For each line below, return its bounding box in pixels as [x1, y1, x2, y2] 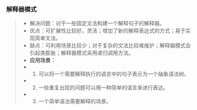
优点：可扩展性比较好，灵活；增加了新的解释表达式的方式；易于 [29, 27, 186, 34]
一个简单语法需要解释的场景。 [38, 98, 112, 105]
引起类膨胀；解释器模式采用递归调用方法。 [29, 49, 134, 57]
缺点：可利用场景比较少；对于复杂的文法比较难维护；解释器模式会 [29, 42, 191, 49]
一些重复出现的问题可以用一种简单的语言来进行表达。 [38, 84, 169, 91]
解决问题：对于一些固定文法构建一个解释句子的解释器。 [29, 20, 165, 27]
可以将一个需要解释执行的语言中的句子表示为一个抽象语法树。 [38, 70, 190, 77]
